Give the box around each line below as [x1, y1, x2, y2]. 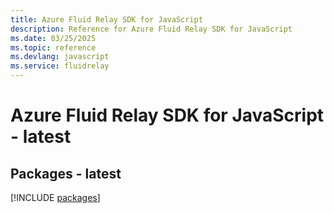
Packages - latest [10, 165, 122, 182]
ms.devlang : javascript [10, 52, 110, 62]
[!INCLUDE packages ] [10, 192, 101, 203]
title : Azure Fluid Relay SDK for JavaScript [10, 14, 203, 25]
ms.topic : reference [10, 42, 97, 53]
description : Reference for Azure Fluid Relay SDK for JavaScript [10, 24, 293, 34]
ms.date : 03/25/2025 [10, 33, 97, 43]
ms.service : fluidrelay [10, 61, 110, 71]
